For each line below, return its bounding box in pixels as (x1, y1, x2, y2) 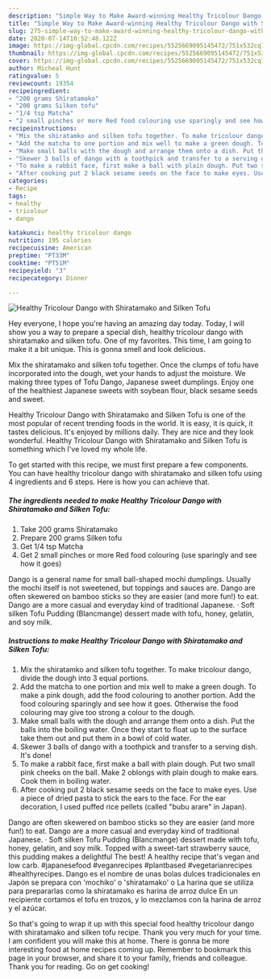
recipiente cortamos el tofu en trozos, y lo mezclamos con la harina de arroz (8, 895, 262, 905)
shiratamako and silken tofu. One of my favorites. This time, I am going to (8, 336, 252, 345)
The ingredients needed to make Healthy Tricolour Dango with (8, 496, 222, 505)
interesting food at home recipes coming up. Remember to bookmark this (8, 945, 252, 955)
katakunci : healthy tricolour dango (8, 229, 131, 237)
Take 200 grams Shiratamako (19, 525, 119, 534)
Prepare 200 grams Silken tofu (19, 533, 123, 543)
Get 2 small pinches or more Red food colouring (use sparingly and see (19, 550, 257, 560)
